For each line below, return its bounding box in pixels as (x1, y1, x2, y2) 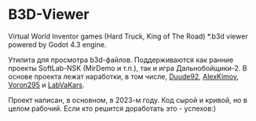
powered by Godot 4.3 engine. (8, 39, 107, 49)
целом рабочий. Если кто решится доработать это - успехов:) (8, 104, 217, 113)
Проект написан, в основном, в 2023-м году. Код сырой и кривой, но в (8, 95, 247, 104)
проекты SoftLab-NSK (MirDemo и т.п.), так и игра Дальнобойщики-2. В (8, 63, 247, 72)
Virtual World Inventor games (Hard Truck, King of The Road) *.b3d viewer (8, 31, 249, 41)
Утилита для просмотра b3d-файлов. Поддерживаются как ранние (8, 55, 234, 64)
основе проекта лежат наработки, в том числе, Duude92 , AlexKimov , (8, 71, 240, 81)
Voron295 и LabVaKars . (8, 80, 85, 90)
